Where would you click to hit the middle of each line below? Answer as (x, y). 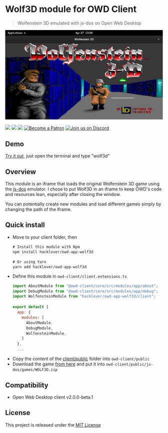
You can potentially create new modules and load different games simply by (83, 204)
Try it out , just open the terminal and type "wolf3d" (57, 156)
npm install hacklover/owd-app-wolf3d (53, 252)
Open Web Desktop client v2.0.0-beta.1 (53, 397)
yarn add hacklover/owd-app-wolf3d (49, 267)
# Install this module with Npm (46, 247)
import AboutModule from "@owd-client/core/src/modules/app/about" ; (85, 286)
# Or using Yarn (29, 262)
